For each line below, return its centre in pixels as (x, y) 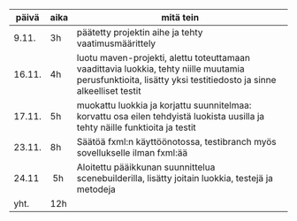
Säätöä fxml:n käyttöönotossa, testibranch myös (176, 142)
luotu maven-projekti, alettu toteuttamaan (163, 58)
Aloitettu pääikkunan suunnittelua (146, 167)
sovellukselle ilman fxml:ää (132, 152)
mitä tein (180, 17)
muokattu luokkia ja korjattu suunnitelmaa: (164, 105)
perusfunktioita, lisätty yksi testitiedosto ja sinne (176, 80)
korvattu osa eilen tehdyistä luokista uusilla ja (171, 116)
